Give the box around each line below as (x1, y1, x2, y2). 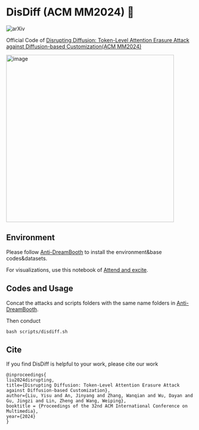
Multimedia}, (6, 409, 39, 415)
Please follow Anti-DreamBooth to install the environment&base (6, 248, 162, 255)
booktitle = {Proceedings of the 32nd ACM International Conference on (6, 403, 188, 409)
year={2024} (6, 413, 36, 420)
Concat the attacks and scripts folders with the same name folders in (6, 299, 176, 306)
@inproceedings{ (6, 372, 46, 378)
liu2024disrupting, (6, 377, 55, 383)
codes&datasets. (6, 255, 48, 262)
